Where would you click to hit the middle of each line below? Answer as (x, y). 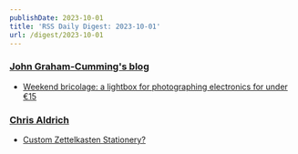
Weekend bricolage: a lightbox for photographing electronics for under (155, 87)
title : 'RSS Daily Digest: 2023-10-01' (85, 26)
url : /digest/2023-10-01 (57, 35)
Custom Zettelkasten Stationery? (84, 139)
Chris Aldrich (40, 119)
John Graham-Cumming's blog (79, 67)
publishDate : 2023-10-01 (57, 18)
